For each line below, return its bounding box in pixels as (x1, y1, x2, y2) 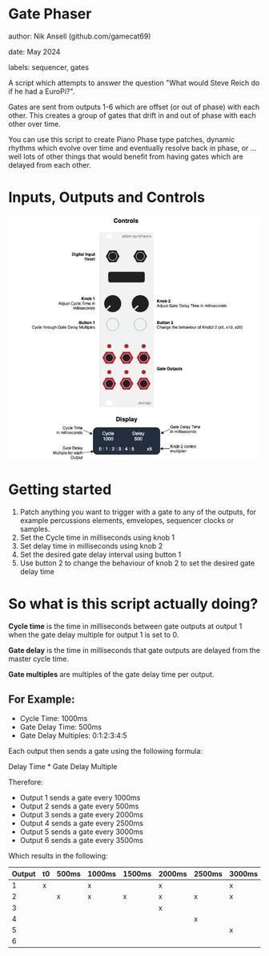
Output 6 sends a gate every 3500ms (19, 836, 144, 845)
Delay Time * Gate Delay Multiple (8, 762, 118, 772)
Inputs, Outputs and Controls (8, 188, 206, 207)
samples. (19, 524, 50, 533)
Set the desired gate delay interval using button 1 (19, 549, 182, 559)
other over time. (8, 119, 62, 128)
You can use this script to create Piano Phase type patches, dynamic (8, 134, 235, 144)
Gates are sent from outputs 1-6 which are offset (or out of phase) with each (8, 102, 260, 111)
